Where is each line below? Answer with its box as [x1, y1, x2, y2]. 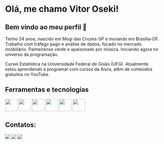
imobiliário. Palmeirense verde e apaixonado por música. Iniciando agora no [5, 47, 159, 52]
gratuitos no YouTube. [5, 72, 50, 77]
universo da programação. [5, 51, 59, 57]
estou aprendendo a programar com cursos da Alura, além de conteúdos [5, 66, 153, 72]
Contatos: [5, 121, 36, 129]
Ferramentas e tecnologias [5, 86, 89, 94]
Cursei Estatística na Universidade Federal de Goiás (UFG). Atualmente [5, 61, 149, 67]
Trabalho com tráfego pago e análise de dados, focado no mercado [5, 41, 142, 47]
